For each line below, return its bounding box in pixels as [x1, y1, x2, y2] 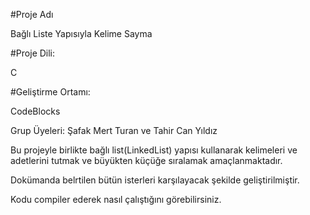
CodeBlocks [10, 105, 61, 117]
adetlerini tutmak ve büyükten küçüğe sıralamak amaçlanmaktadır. [10, 155, 283, 166]
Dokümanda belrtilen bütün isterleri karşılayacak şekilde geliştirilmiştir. [10, 174, 300, 186]
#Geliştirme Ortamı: [10, 86, 91, 98]
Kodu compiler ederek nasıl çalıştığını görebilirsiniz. [10, 194, 222, 205]
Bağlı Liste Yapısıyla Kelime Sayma [10, 28, 153, 39]
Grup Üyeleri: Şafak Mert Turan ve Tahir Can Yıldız [10, 125, 218, 136]
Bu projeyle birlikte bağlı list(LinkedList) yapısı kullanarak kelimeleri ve [10, 144, 298, 156]
